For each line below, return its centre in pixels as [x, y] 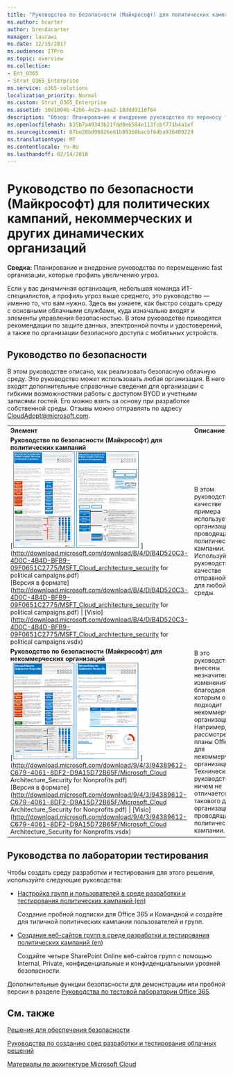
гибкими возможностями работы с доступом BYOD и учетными [102, 394]
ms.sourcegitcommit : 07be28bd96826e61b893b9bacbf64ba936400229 [101, 132]
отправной [210, 578]
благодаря [209, 690]
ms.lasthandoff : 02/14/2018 [48, 154]
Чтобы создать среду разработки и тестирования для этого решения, [111, 872]
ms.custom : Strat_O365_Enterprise [57, 103]
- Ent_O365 [23, 73]
